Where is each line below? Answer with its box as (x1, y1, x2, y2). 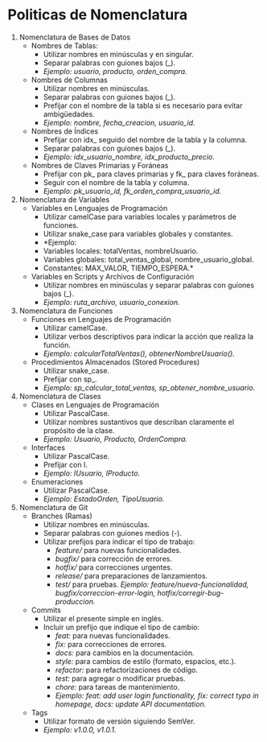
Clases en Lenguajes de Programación (31, 400, 160, 410)
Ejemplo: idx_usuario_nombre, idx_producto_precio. (43, 151, 215, 162)
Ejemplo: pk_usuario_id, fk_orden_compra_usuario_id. (43, 186, 222, 196)
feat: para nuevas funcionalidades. (55, 630, 170, 641)
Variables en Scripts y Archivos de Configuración (31, 271, 195, 281)
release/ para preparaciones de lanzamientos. (55, 571, 208, 580)
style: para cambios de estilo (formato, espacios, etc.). (55, 656, 236, 666)
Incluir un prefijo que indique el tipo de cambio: (43, 622, 200, 632)
